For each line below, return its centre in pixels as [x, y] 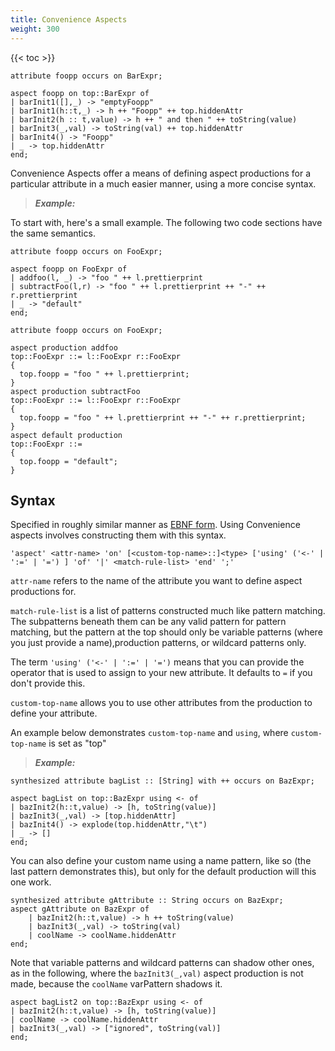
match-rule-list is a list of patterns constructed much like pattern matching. [168, 611]
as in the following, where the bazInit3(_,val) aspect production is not [157, 973]
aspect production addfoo [64, 347]
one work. [31, 882]
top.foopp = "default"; [68, 461]
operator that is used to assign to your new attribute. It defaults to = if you [161, 673]
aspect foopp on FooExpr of [69, 269]
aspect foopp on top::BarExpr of [80, 93]
